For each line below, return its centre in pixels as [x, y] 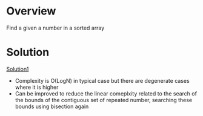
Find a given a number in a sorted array [55, 28]
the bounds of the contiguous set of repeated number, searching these [104, 100]
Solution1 [18, 69]
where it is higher [37, 87]
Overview [31, 11]
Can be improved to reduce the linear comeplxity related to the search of [106, 93]
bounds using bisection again [52, 106]
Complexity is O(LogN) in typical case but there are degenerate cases [102, 80]
